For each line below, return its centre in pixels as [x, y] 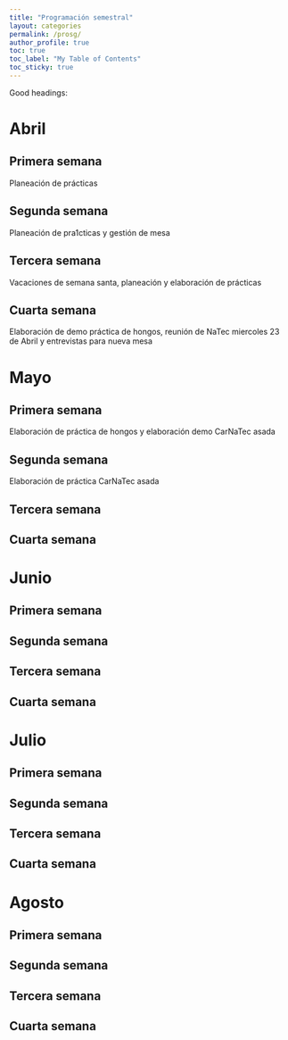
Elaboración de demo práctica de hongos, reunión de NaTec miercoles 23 [144, 332]
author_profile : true [49, 42]
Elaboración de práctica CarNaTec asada [84, 481]
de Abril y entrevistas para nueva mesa [81, 341]
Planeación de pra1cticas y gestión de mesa [90, 232]
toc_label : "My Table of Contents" [75, 59]
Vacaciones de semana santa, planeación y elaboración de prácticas [136, 282]
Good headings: [39, 92]
